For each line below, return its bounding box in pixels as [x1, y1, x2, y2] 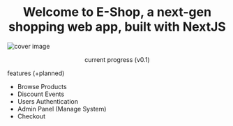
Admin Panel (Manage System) [17, 104, 107, 113]
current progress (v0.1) [84, 55, 150, 63]
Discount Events [17, 90, 65, 98]
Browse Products [17, 82, 68, 90]
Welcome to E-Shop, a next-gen [23, 4, 211, 20]
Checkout [17, 112, 46, 120]
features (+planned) [7, 69, 65, 77]
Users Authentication [17, 97, 79, 105]
